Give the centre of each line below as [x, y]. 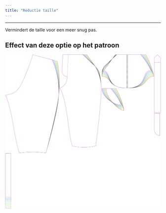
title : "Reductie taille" [32, 10]
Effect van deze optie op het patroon [62, 45]
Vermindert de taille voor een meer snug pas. [51, 30]
